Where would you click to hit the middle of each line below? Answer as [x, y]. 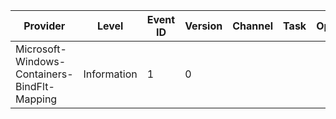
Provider [44, 26]
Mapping [36, 99]
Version [203, 26]
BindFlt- [35, 86]
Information [110, 74]
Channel [253, 26]
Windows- [41, 61]
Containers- [44, 74]
